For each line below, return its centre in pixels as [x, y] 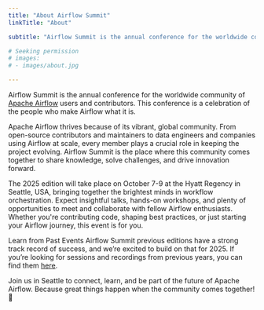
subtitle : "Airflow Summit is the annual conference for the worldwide [128, 37]
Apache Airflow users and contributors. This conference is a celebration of [129, 103]
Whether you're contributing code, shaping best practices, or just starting [127, 217]
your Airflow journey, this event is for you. [76, 225]
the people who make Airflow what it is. [72, 111]
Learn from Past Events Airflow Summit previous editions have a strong [123, 241]
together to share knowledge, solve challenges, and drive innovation [119, 160]
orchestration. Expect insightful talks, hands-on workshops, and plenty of [127, 200]
